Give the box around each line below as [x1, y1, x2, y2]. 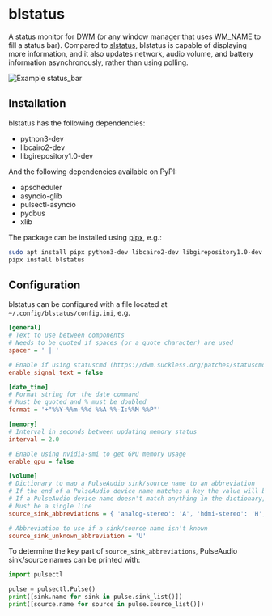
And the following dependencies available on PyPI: [8, 167, 177, 176]
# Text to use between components [8, 331, 125, 340]
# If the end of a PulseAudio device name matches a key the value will [8, 487, 259, 495]
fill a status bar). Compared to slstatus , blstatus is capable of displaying [8, 40, 247, 49]
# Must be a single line [8, 502, 92, 510]
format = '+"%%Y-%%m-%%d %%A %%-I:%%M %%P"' [8, 406, 161, 414]
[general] [8, 324, 42, 332]
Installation [8, 96, 66, 110]
